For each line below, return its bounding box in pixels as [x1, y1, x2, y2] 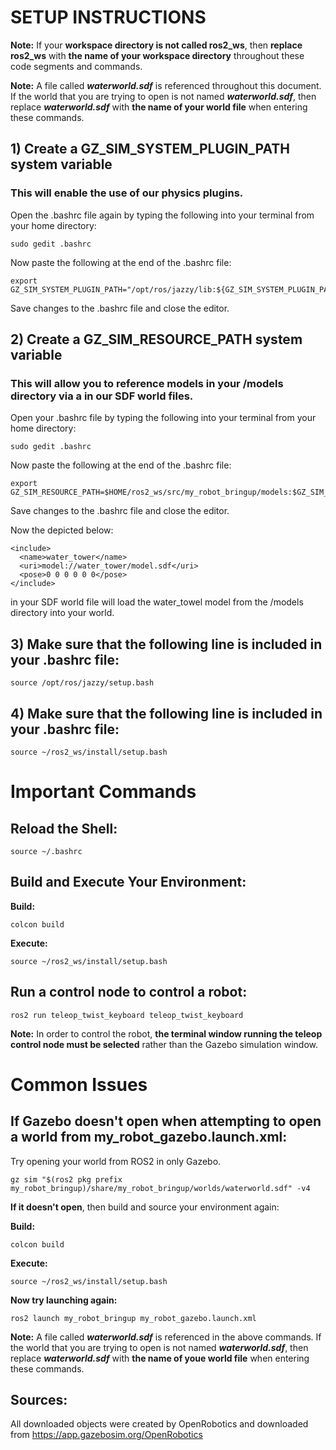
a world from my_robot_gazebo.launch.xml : [10, 1129, 288, 1146]
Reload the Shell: [10, 820, 118, 837]
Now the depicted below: [10, 524, 114, 536]
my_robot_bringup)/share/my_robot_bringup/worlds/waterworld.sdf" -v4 [10, 1183, 311, 1193]
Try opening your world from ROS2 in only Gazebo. [10, 1155, 222, 1167]
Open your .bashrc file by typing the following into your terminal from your [10, 412, 317, 424]
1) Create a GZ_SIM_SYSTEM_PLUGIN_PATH [10, 141, 290, 158]
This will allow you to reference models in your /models [10, 376, 284, 390]
